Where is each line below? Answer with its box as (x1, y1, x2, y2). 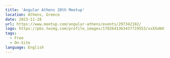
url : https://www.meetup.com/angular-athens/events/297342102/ (5, 21, 142, 27)
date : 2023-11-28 (5, 17, 42, 22)
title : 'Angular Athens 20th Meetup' (5, 7, 85, 13)
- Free (10, 36, 24, 41)
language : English (5, 45, 44, 50)
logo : (5, 26, 17, 31)
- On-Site (10, 40, 30, 45)
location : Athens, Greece (5, 12, 60, 17)
